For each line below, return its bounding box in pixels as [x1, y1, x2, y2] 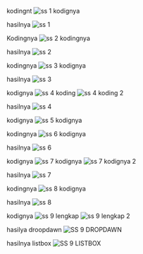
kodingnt [6, 7, 32, 15]
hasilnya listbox [6, 239, 52, 247]
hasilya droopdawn [6, 226, 63, 234]
